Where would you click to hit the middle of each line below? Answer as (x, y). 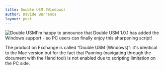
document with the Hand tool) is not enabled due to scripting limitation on (81, 58)
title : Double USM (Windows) (35, 10)
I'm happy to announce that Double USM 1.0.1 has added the (97, 33)
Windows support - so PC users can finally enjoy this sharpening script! (79, 38)
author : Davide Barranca (31, 14)
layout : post (19, 19)
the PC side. (18, 63)
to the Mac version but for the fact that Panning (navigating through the (78, 53)
